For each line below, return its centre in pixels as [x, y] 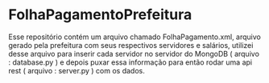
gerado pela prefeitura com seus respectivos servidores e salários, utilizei [131, 45]
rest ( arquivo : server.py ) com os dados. [77, 70]
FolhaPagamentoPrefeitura [100, 15]
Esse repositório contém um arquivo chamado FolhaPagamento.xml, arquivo [135, 37]
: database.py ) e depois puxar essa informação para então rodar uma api [130, 62]
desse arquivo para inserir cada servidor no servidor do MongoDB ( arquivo [134, 53]
